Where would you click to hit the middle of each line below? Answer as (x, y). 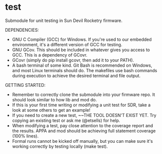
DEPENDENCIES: (22, 30)
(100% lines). (25, 136)
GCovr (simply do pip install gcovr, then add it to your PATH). (73, 60)
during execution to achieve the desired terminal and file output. (76, 76)
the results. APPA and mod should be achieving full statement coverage (84, 131)
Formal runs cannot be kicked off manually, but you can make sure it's (82, 141)
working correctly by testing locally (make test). (60, 146)
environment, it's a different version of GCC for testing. (67, 44)
